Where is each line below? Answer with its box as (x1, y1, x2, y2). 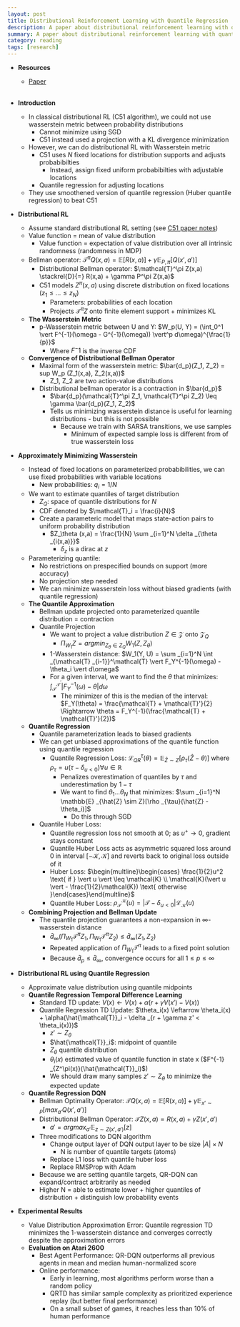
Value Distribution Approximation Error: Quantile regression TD (28, 1220, 213, 1229)
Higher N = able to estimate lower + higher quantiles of (39, 1185, 201, 1194)
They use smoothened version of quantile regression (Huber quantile (28, 189, 232, 197)
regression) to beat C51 (28, 196, 98, 204)
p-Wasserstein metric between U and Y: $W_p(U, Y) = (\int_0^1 (39, 322, 224, 331)
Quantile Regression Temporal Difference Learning (28, 991, 183, 1000)
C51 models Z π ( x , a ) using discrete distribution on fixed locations (39, 280, 230, 290)
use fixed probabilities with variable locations (28, 473, 162, 481)
